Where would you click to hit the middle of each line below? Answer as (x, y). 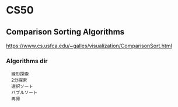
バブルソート (25, 93)
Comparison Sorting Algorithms (65, 32)
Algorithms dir (27, 61)
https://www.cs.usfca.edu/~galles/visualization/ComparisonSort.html (89, 46)
